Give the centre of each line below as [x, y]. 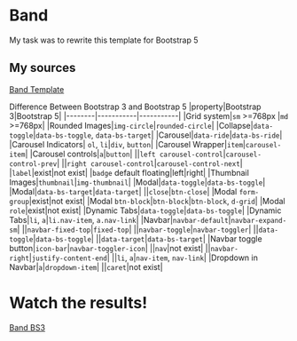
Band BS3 [27, 327]
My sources [43, 68]
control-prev [33, 164]
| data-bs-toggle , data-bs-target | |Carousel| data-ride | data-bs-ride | [157, 135]
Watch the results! [78, 302]
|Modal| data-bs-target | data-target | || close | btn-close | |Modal [123, 191]
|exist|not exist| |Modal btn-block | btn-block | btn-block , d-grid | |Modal [157, 201]
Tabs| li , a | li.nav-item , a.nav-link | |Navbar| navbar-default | [120, 219]
